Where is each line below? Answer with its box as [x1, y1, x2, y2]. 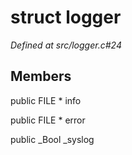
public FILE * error [10, 114, 86, 126]
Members [10, 68, 72, 85]
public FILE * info [10, 94, 82, 106]
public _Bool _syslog [10, 133, 95, 145]
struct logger [10, 6, 122, 29]
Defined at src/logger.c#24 [10, 39, 122, 51]
